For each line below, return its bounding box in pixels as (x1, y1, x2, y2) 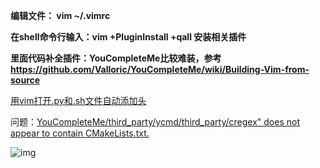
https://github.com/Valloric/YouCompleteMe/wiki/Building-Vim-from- (10, 64, 310, 75)
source (10, 74, 41, 86)
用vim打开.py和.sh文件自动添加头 (10, 95, 147, 106)
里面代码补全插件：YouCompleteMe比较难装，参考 (10, 52, 222, 64)
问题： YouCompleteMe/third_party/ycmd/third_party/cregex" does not (10, 116, 300, 128)
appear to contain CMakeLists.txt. (10, 127, 150, 139)
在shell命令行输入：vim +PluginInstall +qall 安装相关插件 (10, 31, 247, 43)
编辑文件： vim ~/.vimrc (10, 10, 111, 21)
